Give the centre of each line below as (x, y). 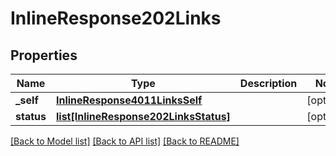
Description (268, 83)
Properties (44, 55)
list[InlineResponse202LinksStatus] (143, 116)
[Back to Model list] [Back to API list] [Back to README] (125, 141)
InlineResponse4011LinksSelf (129, 100)
